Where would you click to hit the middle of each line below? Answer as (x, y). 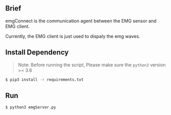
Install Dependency (37, 53)
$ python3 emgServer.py (31, 107)
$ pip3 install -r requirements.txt (44, 80)
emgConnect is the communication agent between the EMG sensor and (81, 21)
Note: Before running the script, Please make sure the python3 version (92, 65)
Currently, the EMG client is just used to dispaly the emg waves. (73, 36)
